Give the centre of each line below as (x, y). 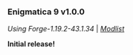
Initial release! (31, 44)
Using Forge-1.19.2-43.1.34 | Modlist (66, 29)
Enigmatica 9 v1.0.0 (46, 12)
